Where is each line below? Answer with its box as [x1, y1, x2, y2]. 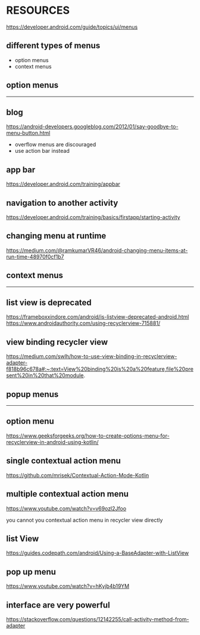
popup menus [6, 389, 59, 399]
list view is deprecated [6, 298, 92, 308]
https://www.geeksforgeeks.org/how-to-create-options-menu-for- [6, 432, 170, 439]
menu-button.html [6, 130, 51, 137]
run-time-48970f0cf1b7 [6, 253, 64, 260]
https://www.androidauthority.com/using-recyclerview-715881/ [6, 320, 161, 327]
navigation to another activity [6, 198, 118, 208]
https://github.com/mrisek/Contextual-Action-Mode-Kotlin [6, 471, 149, 479]
